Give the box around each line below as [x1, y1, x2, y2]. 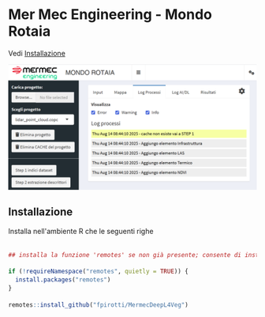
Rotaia [8, 22, 51, 40]
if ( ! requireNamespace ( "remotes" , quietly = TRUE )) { [8, 267, 189, 276]
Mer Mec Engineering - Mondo [8, 6, 213, 24]
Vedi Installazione [8, 48, 65, 58]
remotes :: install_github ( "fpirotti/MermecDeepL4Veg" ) [8, 300, 189, 309]
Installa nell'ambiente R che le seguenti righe [8, 226, 154, 236]
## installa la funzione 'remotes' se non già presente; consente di [8, 251, 242, 259]
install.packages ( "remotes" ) [15, 276, 111, 284]
